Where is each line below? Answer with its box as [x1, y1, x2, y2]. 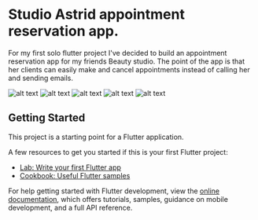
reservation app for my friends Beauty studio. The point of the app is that [8, 57, 245, 66]
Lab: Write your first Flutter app [19, 163, 122, 172]
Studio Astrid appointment [8, 5, 185, 24]
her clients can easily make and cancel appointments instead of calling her [8, 64, 250, 74]
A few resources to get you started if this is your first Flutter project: [8, 147, 228, 156]
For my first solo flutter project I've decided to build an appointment [8, 48, 227, 57]
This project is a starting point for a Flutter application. [8, 132, 184, 141]
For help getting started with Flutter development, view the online [8, 186, 220, 196]
